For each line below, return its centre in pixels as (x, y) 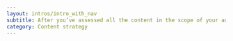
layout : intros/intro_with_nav (52, 14)
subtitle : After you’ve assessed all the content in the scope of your (112, 20)
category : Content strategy (47, 26)
